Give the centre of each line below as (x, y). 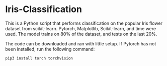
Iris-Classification (44, 9)
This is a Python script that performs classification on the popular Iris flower (84, 23)
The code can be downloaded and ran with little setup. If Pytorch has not (81, 43)
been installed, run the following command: (50, 49)
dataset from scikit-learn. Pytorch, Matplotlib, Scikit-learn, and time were (81, 28)
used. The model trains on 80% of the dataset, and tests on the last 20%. (81, 34)
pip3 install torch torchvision (39, 58)
